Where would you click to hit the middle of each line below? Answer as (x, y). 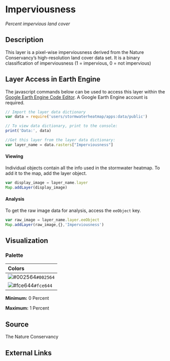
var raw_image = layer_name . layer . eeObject (52, 220)
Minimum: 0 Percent (27, 298)
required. (15, 102)
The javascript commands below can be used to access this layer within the (85, 91)
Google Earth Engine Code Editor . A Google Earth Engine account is (77, 97)
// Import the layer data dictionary (46, 112)
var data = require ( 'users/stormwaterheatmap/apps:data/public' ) (76, 117)
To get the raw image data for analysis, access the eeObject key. (73, 210)
